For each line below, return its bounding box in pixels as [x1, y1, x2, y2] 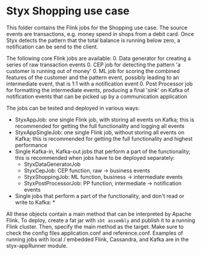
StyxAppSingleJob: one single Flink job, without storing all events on [14, 129, 185, 136]
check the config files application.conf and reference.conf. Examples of [6, 229, 184, 236]
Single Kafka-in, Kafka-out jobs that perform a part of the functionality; [14, 148, 191, 155]
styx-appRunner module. [6, 242, 68, 249]
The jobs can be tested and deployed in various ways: [6, 104, 140, 111]
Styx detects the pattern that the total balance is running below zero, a [6, 37, 181, 44]
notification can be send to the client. [6, 43, 98, 50]
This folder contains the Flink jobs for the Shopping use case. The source [6, 24, 188, 31]
